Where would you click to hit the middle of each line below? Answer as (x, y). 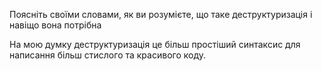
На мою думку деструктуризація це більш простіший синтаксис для (155, 44)
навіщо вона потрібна (55, 25)
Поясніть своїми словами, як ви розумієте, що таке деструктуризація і (161, 14)
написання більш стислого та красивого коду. (107, 55)
